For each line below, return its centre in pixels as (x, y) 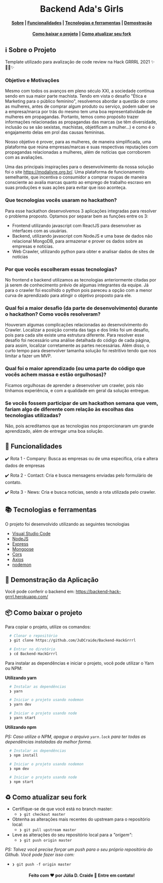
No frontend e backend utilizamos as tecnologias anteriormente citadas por (81, 280)
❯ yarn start (23, 718)
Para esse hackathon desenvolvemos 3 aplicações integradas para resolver (81, 211)
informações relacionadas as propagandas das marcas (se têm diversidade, (81, 122)
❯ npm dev (19, 769)
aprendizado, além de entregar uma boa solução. (54, 431)
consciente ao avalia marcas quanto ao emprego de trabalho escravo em (78, 182)
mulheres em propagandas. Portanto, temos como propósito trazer (72, 117)
